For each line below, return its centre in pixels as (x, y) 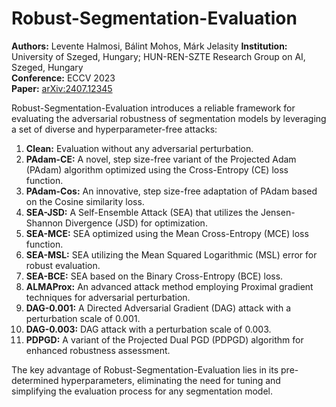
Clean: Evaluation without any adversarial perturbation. (139, 148)
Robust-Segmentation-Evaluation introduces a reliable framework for (153, 108)
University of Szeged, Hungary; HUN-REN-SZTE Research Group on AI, (158, 56)
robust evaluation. (63, 265)
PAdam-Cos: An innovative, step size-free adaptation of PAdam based (171, 191)
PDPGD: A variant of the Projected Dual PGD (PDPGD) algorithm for (164, 339)
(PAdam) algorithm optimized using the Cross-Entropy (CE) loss (157, 169)
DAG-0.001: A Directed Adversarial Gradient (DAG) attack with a (158, 308)
